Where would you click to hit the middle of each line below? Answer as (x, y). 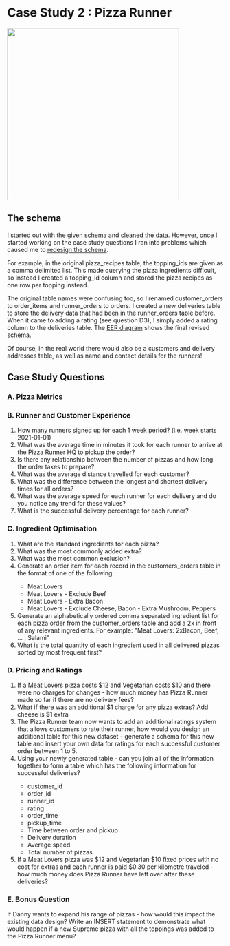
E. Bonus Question (38, 899)
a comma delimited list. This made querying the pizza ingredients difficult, (112, 270)
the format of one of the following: (66, 573)
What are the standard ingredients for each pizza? (88, 544)
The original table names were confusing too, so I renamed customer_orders (115, 298)
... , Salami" (33, 637)
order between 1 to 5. (47, 751)
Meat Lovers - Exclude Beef (67, 593)
